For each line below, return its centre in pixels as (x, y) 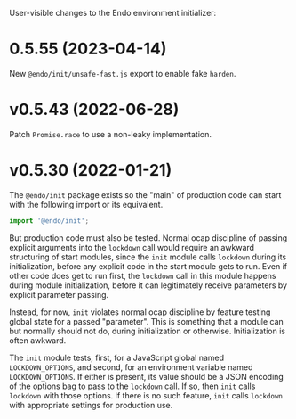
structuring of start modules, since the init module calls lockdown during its (148, 257)
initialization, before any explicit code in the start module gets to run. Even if (148, 266)
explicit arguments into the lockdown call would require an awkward (132, 247)
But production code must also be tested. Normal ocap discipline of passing (148, 238)
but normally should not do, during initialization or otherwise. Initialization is (148, 331)
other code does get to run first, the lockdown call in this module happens (143, 275)
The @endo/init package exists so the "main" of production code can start (145, 194)
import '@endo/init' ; (49, 221)
